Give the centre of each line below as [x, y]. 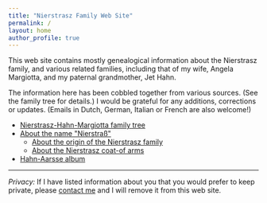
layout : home [30, 30]
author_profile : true [44, 38]
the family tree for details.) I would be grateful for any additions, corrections [132, 101]
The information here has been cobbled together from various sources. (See [133, 93]
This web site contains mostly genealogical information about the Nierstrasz [133, 61]
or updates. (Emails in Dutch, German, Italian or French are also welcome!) [130, 110]
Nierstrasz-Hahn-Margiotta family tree [82, 125]
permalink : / [30, 23]
